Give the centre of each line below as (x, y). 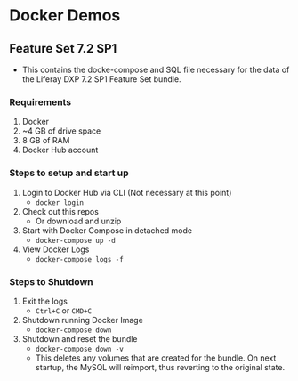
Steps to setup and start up (69, 173)
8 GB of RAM (46, 141)
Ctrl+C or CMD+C (63, 310)
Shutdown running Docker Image (83, 320)
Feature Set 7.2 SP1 (63, 49)
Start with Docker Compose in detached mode (107, 230)
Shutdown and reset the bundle (80, 338)
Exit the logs (45, 301)
